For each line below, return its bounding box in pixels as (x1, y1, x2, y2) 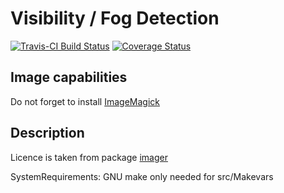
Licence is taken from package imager (10, 151, 168, 163)
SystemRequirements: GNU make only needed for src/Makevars (10, 170, 274, 182)
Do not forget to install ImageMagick (10, 95, 160, 107)
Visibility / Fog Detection (10, 7, 220, 30)
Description (10, 125, 85, 142)
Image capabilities (10, 69, 128, 86)
